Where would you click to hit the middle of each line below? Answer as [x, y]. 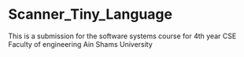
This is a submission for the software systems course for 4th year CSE [122, 36]
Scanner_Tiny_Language [91, 14]
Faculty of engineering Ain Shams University [81, 44]
